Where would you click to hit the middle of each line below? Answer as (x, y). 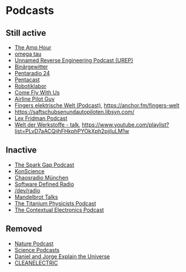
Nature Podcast (34, 244)
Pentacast (27, 80)
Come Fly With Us (37, 92)
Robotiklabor (30, 86)
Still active (26, 33)
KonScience (29, 171)
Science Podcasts (37, 250)
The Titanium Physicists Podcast (55, 203)
